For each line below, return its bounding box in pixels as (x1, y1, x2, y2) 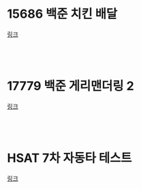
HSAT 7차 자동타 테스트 (7, 151, 132, 166)
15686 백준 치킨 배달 (7, 6, 118, 22)
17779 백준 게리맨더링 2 (7, 78, 134, 94)
